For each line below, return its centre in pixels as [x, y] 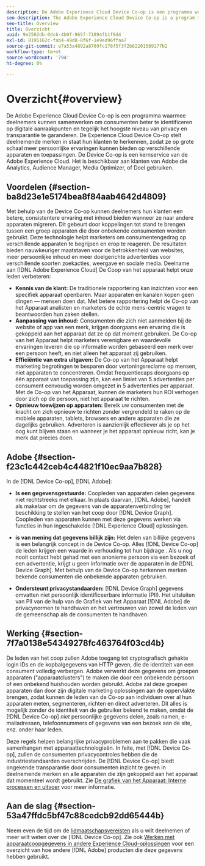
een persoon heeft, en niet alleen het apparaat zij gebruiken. [91, 353]
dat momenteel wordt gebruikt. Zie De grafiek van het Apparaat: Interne [96, 780]
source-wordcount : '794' [38, 58]
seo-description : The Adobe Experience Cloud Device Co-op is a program [101, 18]
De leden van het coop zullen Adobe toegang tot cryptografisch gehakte [97, 658]
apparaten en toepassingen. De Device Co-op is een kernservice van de [97, 155]
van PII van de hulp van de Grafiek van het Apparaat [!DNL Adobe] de [103, 602]
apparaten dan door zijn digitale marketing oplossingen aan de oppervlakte [101, 690]
